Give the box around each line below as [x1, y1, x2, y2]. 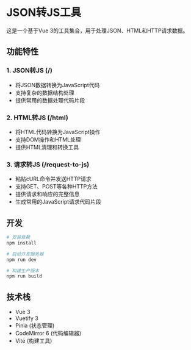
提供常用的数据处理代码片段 [15, 96, 85, 104]
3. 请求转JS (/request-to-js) [6, 160, 90, 168]
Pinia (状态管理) [15, 322, 55, 329]
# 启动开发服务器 [6, 251, 44, 257]
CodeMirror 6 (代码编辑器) [15, 330, 82, 337]
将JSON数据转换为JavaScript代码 [15, 81, 100, 88]
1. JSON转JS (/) [6, 66, 53, 75]
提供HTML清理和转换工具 [15, 143, 79, 151]
